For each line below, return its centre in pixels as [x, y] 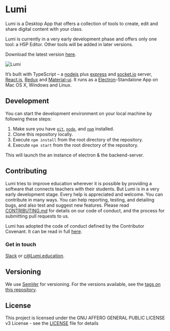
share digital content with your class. [44, 29]
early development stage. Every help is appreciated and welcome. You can [84, 194]
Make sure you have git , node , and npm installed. [63, 128]
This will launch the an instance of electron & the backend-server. [75, 155]
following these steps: [29, 119]
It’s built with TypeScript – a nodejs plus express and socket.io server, [79, 74]
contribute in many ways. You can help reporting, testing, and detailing [80, 200]
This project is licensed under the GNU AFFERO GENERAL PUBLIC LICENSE [85, 318]
